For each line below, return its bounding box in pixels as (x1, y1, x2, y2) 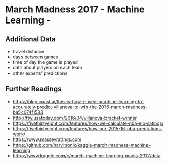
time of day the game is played (12, 59, 78, 65)
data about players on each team (12, 65, 83, 71)
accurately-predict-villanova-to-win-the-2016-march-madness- (12, 104, 147, 110)
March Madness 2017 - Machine (5, 4, 145, 15)
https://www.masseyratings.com (12, 136, 82, 143)
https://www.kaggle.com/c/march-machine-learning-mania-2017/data (12, 152, 161, 159)
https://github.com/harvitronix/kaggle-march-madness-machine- (12, 142, 151, 148)
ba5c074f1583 (12, 109, 44, 115)
